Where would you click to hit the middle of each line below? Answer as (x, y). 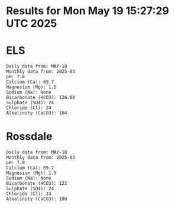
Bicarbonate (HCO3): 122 (37, 184)
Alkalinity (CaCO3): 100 (37, 199)
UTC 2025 (32, 23)
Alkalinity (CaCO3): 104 (37, 113)
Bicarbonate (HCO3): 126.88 (41, 98)
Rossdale (29, 137)
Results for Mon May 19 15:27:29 (88, 11)
